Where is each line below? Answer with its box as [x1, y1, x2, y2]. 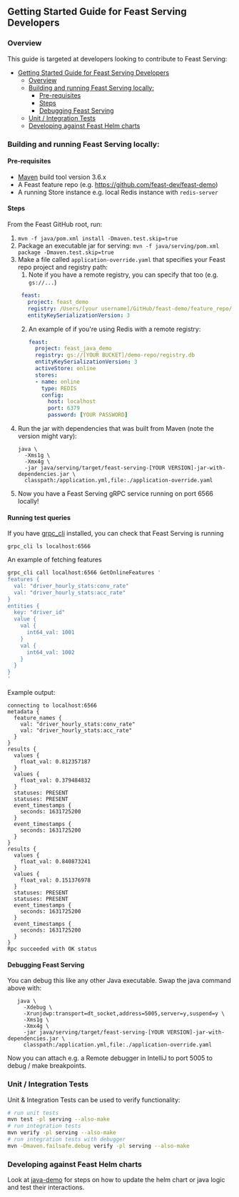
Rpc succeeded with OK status [7, 945, 98, 953]
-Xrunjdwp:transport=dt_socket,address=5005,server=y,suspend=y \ [23, 1010, 225, 1017]
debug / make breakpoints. [7, 1061, 87, 1070]
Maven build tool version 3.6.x [17, 173, 107, 181]
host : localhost [47, 398, 96, 405]
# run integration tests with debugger [7, 1136, 126, 1143]
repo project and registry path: [17, 263, 108, 272]
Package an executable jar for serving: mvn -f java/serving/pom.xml [17, 242, 220, 250]
